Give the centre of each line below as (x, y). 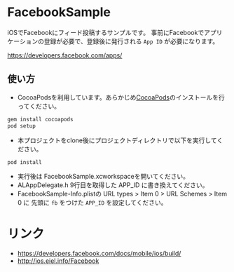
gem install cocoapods (40, 119)
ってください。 (39, 106)
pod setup (22, 126)
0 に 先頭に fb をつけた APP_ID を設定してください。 (92, 203)
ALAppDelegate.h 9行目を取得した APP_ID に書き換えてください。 (113, 185)
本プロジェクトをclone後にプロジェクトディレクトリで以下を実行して (117, 140)
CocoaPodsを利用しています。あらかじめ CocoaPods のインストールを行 (121, 97)
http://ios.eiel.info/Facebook (58, 261)
